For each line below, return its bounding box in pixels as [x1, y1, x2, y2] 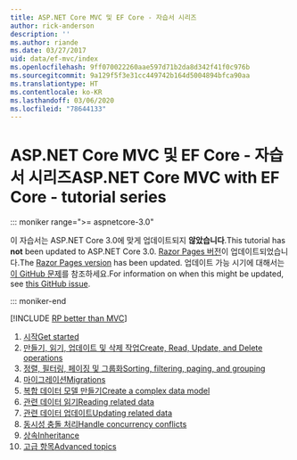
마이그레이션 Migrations [22, 374, 106, 385]
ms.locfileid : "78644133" [10, 104, 106, 113]
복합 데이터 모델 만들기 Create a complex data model [22, 385, 210, 397]
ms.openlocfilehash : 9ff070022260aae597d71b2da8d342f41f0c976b [10, 63, 251, 72]
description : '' [10, 29, 70, 38]
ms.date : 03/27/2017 [10, 46, 87, 55]
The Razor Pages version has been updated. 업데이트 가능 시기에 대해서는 [19, 258, 285, 268]
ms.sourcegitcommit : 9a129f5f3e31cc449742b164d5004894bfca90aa [10, 71, 251, 80]
